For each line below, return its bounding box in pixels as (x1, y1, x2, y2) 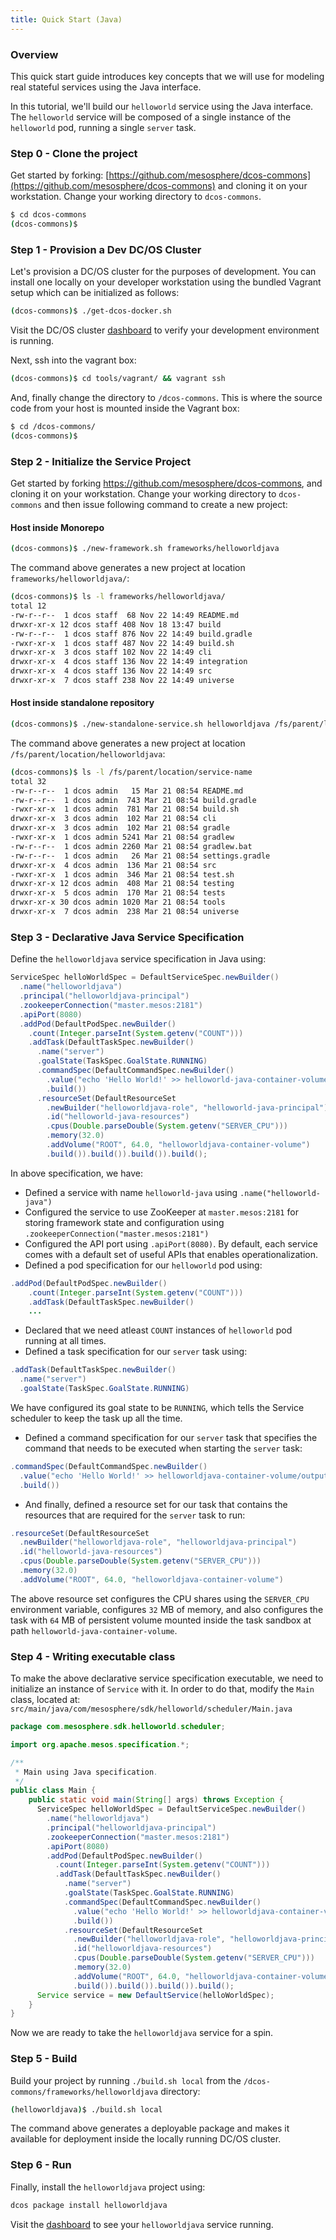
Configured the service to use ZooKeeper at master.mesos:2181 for (24, 1206, 299, 1218)
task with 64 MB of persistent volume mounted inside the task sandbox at (10, 1614, 312, 1626)
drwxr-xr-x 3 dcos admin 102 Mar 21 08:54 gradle (10, 823, 230, 833)
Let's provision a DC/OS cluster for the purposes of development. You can (10, 266, 317, 278)
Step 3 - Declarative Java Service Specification (10, 930, 245, 944)
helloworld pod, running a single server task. (10, 121, 197, 133)
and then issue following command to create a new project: (44, 499, 288, 511)
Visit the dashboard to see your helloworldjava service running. (10, 2218, 274, 2230)
